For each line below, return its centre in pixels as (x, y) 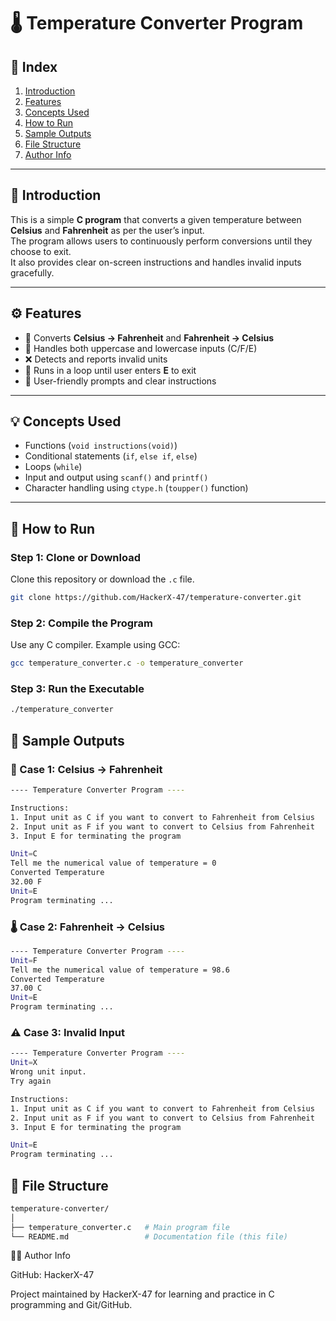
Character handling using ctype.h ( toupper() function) (136, 488)
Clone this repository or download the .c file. (102, 579)
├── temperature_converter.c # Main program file (120, 1227)
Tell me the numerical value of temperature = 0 (113, 863)
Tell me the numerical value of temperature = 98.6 (120, 970)
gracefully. (32, 272)
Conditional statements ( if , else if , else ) (111, 456)
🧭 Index (34, 66)
